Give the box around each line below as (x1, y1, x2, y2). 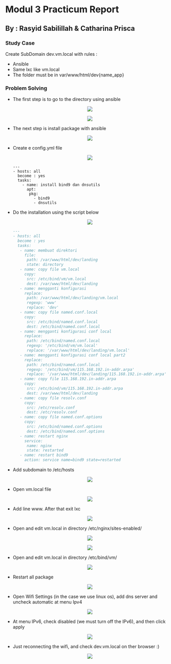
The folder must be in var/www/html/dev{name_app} (12, 72, 124, 78)
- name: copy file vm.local (19, 267, 80, 272)
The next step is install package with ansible (12, 126, 106, 132)
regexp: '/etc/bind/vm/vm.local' (26, 343, 98, 348)
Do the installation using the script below (12, 209, 99, 216)
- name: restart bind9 (19, 452, 68, 458)
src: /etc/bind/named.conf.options (26, 424, 102, 429)
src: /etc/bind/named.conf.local (26, 319, 98, 324)
